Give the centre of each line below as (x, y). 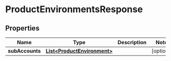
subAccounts (24, 51)
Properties (22, 28)
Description (132, 42)
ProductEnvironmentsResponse (74, 9)
